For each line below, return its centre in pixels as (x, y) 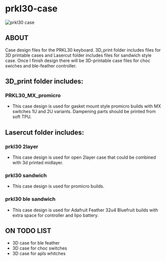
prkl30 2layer (22, 146)
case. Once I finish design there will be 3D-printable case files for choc (78, 61)
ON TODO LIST (28, 231)
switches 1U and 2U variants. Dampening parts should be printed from (84, 112)
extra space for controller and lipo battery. (55, 215)
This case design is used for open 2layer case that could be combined (84, 157)
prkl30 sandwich (26, 176)
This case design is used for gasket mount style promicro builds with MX (86, 106)
